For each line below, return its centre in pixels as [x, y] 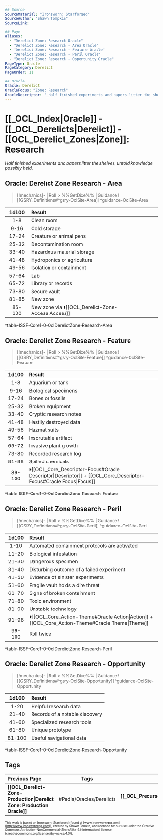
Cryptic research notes [55, 414]
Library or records [52, 283]
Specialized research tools [61, 722]
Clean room [44, 220]
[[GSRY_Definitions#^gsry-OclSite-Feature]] [61, 358]
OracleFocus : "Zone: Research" [37, 90]
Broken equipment [50, 407]
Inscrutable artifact [50, 438]
